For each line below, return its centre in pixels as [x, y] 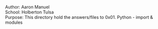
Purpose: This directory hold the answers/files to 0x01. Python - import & [79, 17]
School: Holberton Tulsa [30, 12]
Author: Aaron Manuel [28, 7]
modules [14, 22]
